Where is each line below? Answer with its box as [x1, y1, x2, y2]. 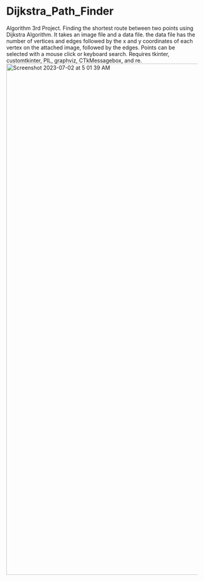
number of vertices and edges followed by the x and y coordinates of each [6, 37, 193, 44]
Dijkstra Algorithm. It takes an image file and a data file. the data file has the [6, 30, 195, 38]
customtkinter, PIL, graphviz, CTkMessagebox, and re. [6, 57, 142, 64]
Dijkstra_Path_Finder [6, 4, 114, 18]
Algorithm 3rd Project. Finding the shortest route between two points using [6, 24, 194, 32]
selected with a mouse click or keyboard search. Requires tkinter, [6, 50, 170, 57]
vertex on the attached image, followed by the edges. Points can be [6, 44, 175, 51]
